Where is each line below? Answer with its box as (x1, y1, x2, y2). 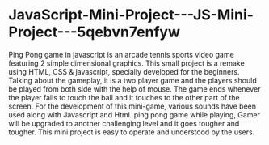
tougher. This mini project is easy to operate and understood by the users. (8, 127, 255, 137)
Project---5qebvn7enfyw (8, 23, 180, 41)
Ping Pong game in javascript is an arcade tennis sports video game (8, 49, 234, 59)
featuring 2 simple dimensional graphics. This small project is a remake (8, 58, 245, 68)
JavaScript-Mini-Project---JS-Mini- (8, 6, 254, 24)
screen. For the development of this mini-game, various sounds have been (8, 101, 257, 111)
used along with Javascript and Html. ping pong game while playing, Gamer (8, 109, 261, 119)
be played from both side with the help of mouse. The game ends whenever (8, 83, 261, 94)
